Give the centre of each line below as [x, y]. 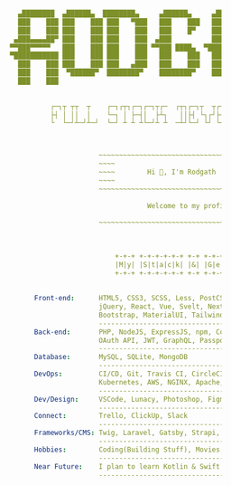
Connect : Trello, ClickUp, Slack [111, 416]
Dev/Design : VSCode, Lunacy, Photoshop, [119, 399]
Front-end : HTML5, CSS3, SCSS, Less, [115, 299]
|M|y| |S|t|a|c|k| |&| [157, 264]
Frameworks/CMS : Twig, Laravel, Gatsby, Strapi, [127, 433]
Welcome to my [174, 205]
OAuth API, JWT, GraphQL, [148, 340]
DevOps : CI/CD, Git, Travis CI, [111, 374]
